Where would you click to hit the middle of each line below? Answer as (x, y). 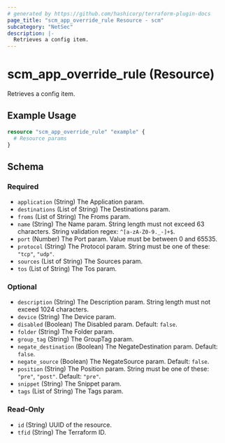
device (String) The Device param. (67, 317)
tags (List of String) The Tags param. (70, 391)
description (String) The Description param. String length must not (114, 302)
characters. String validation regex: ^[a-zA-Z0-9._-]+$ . (96, 232)
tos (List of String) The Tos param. (67, 269)
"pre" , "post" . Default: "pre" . (59, 377)
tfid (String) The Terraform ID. (62, 432)
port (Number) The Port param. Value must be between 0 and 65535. (117, 239)
